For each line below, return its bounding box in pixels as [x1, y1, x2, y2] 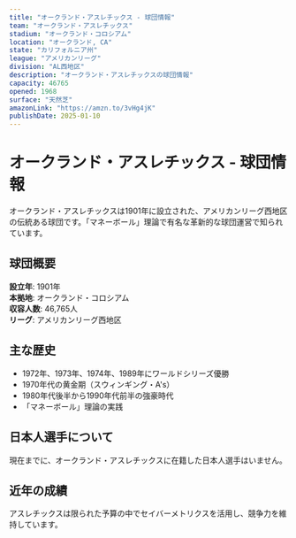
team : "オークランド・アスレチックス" [9, 21, 133, 30]
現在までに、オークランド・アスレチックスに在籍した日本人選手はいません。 [9, 455, 287, 465]
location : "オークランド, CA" [9, 37, 112, 47]
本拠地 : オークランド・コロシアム [9, 292, 130, 303]
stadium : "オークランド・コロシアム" [9, 29, 132, 38]
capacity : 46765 [9, 79, 69, 88]
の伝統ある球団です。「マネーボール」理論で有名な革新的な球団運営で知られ [9, 217, 284, 227]
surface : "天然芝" [9, 95, 73, 104]
